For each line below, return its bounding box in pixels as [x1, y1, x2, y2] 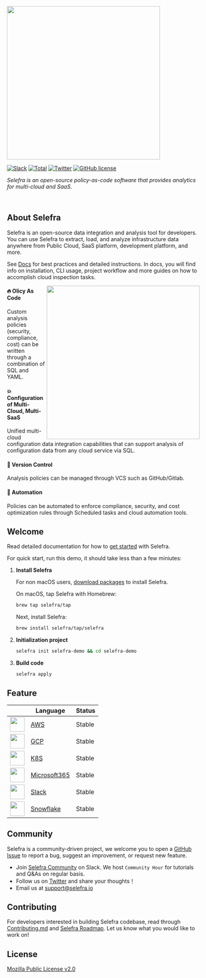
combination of [7, 360, 45, 368]
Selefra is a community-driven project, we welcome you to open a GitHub [7, 845, 192, 852]
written [7, 347, 25, 355]
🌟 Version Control [7, 461, 53, 468]
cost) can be [7, 341, 39, 348]
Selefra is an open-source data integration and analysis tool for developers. [7, 229, 197, 236]
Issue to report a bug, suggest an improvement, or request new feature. [7, 852, 187, 859]
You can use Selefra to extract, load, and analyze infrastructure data [7, 235, 179, 242]
